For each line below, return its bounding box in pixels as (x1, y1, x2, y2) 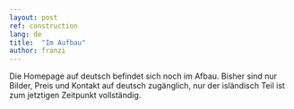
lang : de (9, 29, 42, 38)
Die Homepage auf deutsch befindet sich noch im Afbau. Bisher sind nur (9, 71, 278, 81)
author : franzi (9, 46, 66, 55)
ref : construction (9, 21, 78, 30)
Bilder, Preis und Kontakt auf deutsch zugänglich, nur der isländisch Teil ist (9, 80, 285, 91)
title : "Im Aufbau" (9, 38, 87, 47)
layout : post (9, 13, 58, 22)
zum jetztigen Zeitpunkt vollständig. (9, 90, 142, 101)
